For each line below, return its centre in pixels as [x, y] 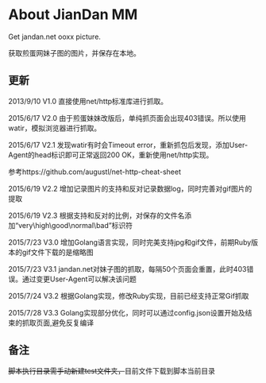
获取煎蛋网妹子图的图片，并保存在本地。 [74, 52]
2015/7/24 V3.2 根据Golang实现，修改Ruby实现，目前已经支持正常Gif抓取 [129, 296]
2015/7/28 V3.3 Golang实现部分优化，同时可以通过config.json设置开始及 [127, 312]
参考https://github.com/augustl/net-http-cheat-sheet [94, 172]
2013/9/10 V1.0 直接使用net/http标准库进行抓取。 [88, 101]
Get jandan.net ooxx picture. [55, 37]
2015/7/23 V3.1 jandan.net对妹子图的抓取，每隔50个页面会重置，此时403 [127, 269]
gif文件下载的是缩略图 [58, 252]
